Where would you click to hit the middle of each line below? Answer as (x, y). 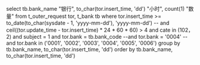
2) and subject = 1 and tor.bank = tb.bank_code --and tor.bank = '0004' (94, 37)
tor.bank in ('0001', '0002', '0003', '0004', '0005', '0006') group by (99, 43)
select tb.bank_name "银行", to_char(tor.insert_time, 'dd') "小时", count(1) (96, 9)
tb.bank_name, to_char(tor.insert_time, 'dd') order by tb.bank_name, (90, 49)
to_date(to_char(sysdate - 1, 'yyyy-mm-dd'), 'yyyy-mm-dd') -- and (88, 23)
